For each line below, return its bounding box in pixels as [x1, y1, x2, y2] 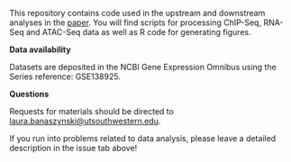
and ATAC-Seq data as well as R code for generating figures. [25, 27, 251, 37]
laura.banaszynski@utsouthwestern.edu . [9, 116, 161, 126]
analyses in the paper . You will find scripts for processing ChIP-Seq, [9, 17, 262, 28]
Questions [9, 89, 50, 99]
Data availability [9, 44, 71, 55]
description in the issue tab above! [9, 143, 138, 153]
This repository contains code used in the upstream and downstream [9, 8, 266, 18]
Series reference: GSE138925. [9, 71, 122, 82]
